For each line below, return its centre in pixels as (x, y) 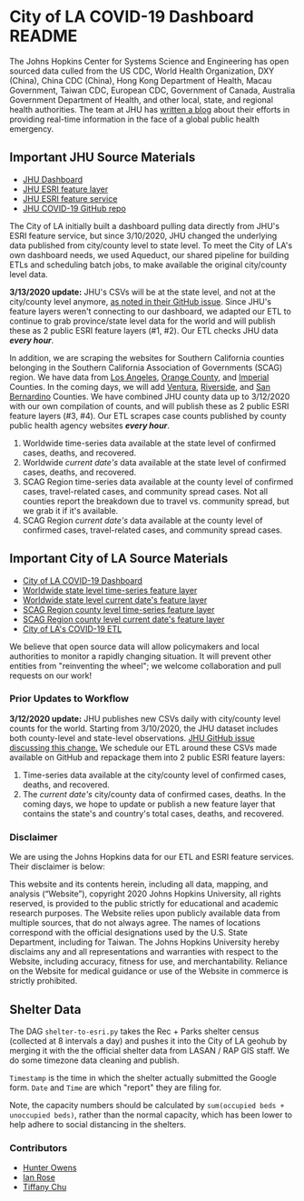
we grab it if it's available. (70, 510)
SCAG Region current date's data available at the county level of (142, 520)
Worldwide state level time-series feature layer (110, 590)
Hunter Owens (49, 1168)
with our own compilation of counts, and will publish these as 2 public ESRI (149, 405)
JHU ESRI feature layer (65, 189)
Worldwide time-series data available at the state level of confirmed (149, 443)
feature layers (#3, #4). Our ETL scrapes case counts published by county (148, 415)
